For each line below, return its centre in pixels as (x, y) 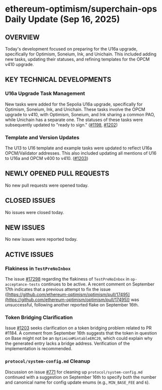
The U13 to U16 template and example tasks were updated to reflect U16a (79, 148)
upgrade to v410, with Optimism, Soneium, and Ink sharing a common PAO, (80, 114)
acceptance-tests (23, 285)
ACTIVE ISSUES (29, 255)
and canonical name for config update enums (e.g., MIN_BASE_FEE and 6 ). (77, 382)
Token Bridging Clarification (39, 318)
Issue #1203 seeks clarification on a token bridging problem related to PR (78, 328)
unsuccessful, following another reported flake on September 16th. (72, 305)
